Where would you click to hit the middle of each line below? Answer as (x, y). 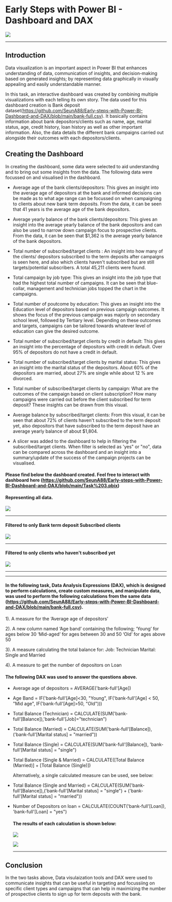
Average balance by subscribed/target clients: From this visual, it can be (89, 415)
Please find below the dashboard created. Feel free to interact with (78, 475)
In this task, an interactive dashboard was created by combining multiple (82, 94)
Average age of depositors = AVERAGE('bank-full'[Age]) (72, 688)
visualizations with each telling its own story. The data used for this (76, 99)
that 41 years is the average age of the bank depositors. (71, 209)
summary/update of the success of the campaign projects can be (82, 457)
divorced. (23, 378)
